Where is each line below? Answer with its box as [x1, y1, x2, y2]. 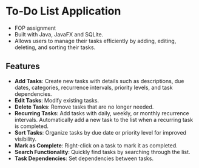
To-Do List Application [5, 4, 121, 18]
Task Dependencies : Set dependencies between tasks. [14, 155, 154, 162]
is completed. [14, 123, 49, 130]
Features [5, 61, 40, 72]
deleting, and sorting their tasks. [14, 44, 96, 51]
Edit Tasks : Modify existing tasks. [14, 96, 99, 104]
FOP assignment [14, 24, 56, 32]
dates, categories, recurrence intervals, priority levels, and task [14, 84, 174, 91]
